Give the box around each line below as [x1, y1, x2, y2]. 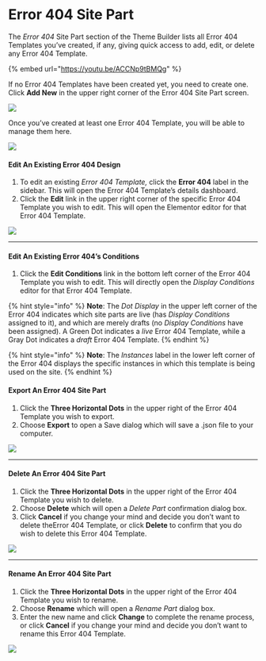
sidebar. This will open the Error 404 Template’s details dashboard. [19, 186, 238, 195]
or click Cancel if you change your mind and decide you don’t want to [19, 621, 248, 630]
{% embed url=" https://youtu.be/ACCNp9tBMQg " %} [8, 63, 182, 73]
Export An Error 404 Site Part [8, 385, 107, 394]
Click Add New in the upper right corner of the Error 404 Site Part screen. [8, 87, 249, 97]
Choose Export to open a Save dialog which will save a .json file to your [19, 420, 254, 429]
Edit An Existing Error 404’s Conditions [8, 252, 140, 261]
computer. [19, 428, 54, 438]
